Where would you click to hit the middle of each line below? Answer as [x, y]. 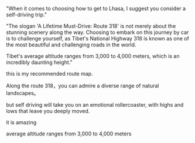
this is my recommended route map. [49, 74]
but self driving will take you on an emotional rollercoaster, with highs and [95, 105]
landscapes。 [23, 93]
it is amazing [21, 122]
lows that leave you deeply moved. [48, 111]
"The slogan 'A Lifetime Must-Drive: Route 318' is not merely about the [91, 26]
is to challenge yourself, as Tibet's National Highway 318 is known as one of [97, 38]
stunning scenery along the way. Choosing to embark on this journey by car [97, 32]
